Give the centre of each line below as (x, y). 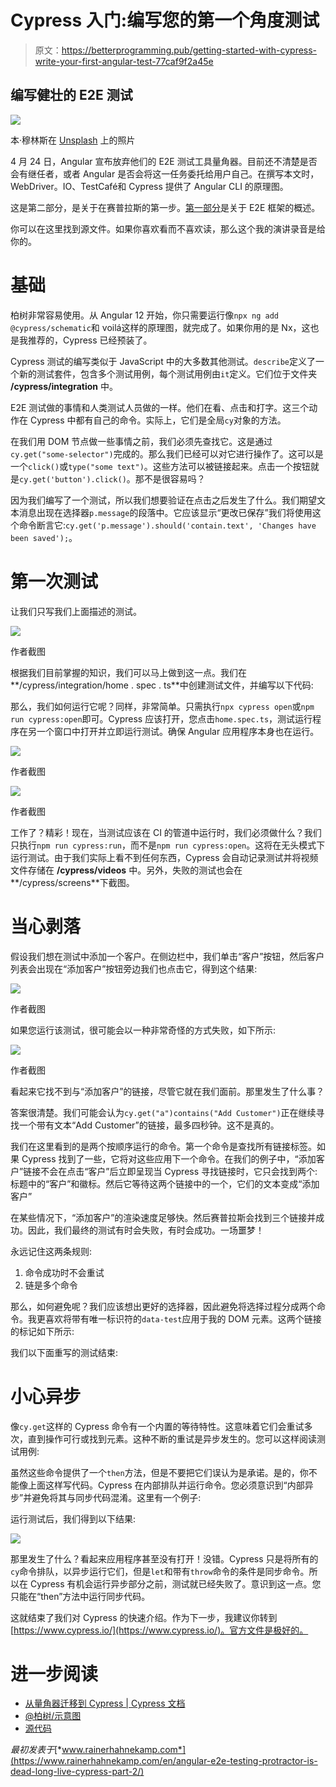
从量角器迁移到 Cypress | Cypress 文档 (105, 1703)
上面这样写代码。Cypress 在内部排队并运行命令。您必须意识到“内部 (166, 1485)
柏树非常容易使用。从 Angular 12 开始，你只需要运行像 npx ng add (144, 315)
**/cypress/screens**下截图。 (72, 882)
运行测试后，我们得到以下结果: (73, 1518)
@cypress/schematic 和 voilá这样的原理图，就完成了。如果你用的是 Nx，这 (160, 327)
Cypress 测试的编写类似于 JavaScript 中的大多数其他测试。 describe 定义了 (163, 361)
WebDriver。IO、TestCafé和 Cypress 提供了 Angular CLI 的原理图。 (149, 186)
